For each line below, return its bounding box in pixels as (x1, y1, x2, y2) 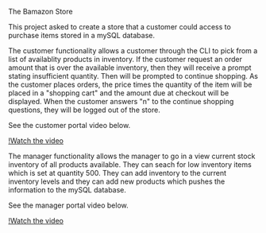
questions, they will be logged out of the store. (8, 105, 160, 115)
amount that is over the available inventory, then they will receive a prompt (8, 63, 252, 72)
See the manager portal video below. (8, 200, 129, 210)
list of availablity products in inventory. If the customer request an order (8, 55, 243, 64)
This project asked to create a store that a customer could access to (8, 22, 232, 31)
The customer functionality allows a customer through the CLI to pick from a (8, 46, 258, 55)
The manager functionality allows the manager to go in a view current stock (8, 151, 256, 161)
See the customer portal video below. (8, 121, 131, 130)
